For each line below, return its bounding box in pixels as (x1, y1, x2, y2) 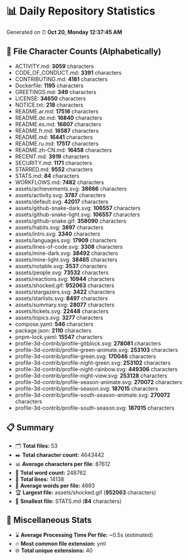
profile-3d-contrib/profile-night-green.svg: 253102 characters (15, 359, 171, 366)
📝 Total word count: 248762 (15, 469, 86, 476)
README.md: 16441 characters (15, 133, 93, 141)
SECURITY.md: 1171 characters (15, 159, 92, 166)
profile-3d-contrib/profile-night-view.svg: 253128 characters (15, 372, 167, 379)
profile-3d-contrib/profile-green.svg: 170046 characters (15, 353, 156, 360)
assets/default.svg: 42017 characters (15, 198, 109, 205)
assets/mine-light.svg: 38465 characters (15, 255, 118, 263)
